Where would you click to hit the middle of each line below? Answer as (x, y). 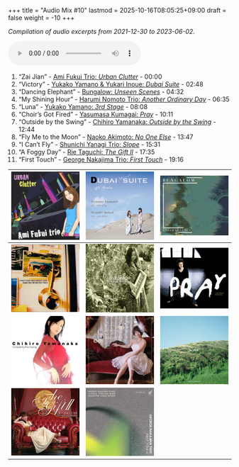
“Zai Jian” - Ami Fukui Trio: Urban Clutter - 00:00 (90, 77)
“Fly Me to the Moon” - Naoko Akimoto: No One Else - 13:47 (106, 137)
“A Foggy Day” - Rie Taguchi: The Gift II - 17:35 (87, 152)
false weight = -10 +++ (41, 18)
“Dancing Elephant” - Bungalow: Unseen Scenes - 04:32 (101, 92)
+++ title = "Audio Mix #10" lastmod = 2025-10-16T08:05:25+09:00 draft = (117, 10)
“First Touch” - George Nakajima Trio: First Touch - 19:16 (101, 159)
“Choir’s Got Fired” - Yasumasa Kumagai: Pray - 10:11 (95, 114)
